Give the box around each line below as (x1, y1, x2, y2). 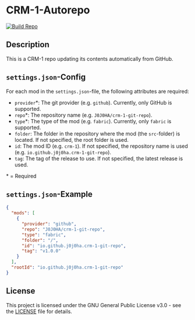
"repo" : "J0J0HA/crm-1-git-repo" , (21, 226, 106, 232)
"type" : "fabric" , (21, 232, 66, 238)
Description (6, 40, 49, 50)
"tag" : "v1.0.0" (21, 248, 61, 254)
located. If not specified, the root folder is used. (14, 136, 129, 143)
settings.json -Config (6, 72, 86, 82)
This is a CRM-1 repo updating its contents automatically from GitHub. (6, 55, 173, 62)
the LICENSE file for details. (6, 308, 73, 315)
